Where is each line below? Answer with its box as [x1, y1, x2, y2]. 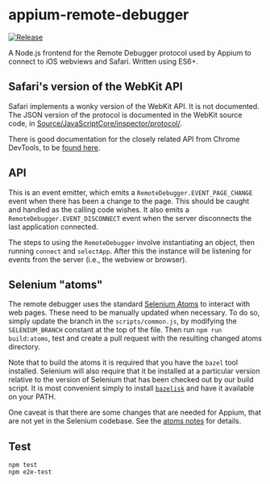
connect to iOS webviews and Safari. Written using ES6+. [8, 56, 199, 66]
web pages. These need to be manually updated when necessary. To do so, [8, 308, 260, 318]
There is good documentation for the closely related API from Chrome [8, 134, 240, 144]
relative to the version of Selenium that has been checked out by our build [8, 375, 254, 385]
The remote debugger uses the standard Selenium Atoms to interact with [8, 299, 251, 309]
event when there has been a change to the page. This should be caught [8, 196, 250, 206]
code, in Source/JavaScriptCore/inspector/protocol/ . [8, 119, 183, 128]
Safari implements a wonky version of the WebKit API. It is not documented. [8, 101, 260, 111]
